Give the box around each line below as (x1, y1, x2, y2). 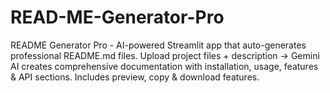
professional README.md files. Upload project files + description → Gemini (10, 49, 320, 61)
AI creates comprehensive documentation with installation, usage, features (10, 60, 319, 72)
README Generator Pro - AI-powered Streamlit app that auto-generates (10, 39, 307, 51)
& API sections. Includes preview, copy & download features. (10, 71, 260, 83)
